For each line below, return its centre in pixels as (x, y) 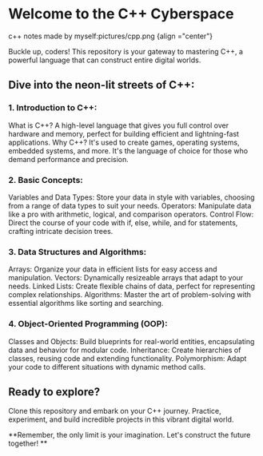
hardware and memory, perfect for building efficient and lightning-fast (124, 133)
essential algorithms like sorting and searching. (86, 303)
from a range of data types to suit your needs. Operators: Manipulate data (130, 205)
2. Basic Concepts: (46, 180)
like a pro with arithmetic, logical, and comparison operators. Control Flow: (131, 214)
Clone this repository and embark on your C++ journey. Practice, (115, 411)
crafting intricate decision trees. (61, 231)
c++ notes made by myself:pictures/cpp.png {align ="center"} (111, 36)
